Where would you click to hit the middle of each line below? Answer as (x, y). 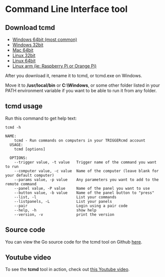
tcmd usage (24, 106)
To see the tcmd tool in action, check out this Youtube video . (68, 270)
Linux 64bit (24, 61)
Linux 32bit (24, 55)
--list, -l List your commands (65, 197)
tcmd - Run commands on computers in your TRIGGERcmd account (80, 140)
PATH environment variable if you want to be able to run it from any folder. (81, 90)
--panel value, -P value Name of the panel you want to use (82, 188)
